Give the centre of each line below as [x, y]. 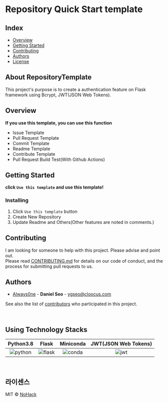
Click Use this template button [45, 211]
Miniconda [73, 344]
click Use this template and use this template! [54, 187]
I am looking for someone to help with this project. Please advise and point [83, 250]
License [21, 61]
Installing [17, 200]
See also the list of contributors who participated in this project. [71, 304]
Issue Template [28, 133]
